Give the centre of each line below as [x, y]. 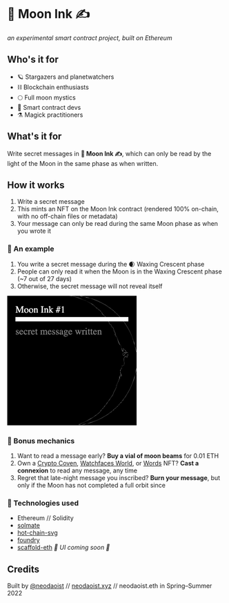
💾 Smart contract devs [49, 107]
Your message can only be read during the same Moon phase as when [118, 224]
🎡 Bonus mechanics [41, 441]
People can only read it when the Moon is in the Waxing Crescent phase [119, 271]
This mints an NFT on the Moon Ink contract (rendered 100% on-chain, [118, 209]
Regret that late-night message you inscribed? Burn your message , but [119, 477]
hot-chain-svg [38, 533]
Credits [23, 569]
